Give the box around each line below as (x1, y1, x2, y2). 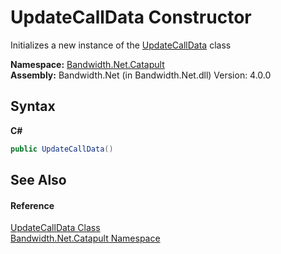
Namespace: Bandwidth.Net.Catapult (10, 58, 165, 70)
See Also (10, 172, 67, 189)
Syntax (10, 98, 56, 115)
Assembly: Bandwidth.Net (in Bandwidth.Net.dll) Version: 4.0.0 (10, 69, 272, 81)
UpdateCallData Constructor (10, 6, 252, 29)
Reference (10, 199, 55, 211)
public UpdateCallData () (10, 144, 114, 154)
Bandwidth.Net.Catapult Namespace (10, 232, 161, 245)
